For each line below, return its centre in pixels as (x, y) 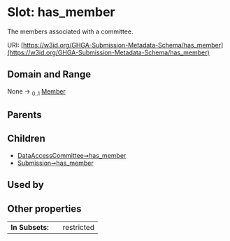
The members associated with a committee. (70, 31)
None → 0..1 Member (37, 92)
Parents (24, 115)
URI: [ (15, 45)
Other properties (44, 209)
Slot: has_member (61, 12)
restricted (78, 227)
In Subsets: (30, 227)
